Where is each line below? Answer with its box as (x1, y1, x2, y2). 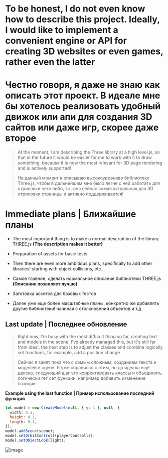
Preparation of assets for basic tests (12, 251, 88, 257)
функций (5, 395, 25, 401)
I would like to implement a (5, 25, 119, 36)
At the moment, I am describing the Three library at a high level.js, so (17, 149, 160, 156)
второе (5, 132, 37, 144)
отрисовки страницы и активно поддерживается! (17, 191, 124, 197)
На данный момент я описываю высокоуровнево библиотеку (17, 175, 149, 181)
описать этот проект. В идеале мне (5, 90, 160, 101)
